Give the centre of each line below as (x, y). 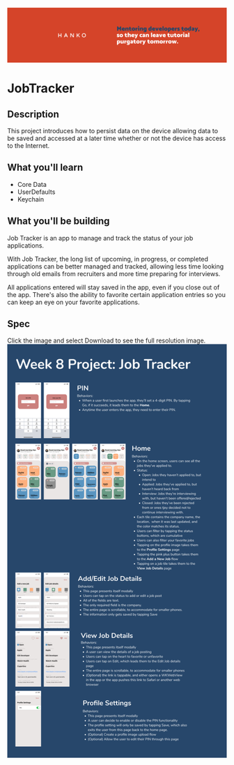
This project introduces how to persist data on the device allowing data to (112, 131)
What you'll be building (58, 221)
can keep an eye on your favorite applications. (73, 302)
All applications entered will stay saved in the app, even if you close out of (114, 287)
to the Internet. (29, 146)
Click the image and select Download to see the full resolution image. (107, 341)
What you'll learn (45, 168)
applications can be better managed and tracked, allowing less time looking (116, 266)
